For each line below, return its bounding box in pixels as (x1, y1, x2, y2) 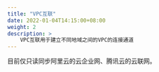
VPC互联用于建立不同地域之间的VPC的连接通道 (20, 37, 134, 44)
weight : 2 (7, 23, 37, 30)
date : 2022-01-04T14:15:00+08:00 (7, 17, 106, 24)
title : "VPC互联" (7, 10, 57, 18)
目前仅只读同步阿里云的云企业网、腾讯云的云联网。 (7, 57, 156, 66)
